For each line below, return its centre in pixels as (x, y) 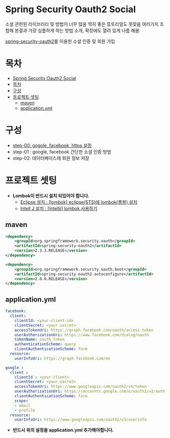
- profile (25, 410)
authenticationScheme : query (45, 344)
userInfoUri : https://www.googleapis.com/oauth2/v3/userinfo (80, 420)
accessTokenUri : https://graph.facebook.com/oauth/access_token (84, 330)
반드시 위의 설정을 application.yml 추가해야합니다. (63, 430)
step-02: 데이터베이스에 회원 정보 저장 (51, 158)
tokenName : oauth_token (40, 340)
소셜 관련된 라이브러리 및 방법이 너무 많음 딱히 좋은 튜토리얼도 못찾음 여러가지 (82, 24)
